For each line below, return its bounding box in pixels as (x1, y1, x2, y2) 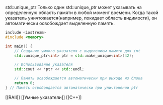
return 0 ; (14, 80, 35, 85)
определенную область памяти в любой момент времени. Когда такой (5, 10, 158, 16)
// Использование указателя (14, 62, 73, 67)
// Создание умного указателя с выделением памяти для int (14, 48, 141, 53)
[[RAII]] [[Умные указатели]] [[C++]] (5, 94, 82, 100)
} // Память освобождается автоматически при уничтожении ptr (5, 85, 138, 90)
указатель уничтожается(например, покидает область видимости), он (5, 15, 157, 21)
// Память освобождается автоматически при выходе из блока (14, 76, 143, 81)
